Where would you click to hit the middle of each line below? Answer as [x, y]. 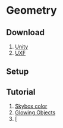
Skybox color [31, 106]
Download [25, 32]
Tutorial [21, 92]
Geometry [32, 10]
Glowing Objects [35, 113]
